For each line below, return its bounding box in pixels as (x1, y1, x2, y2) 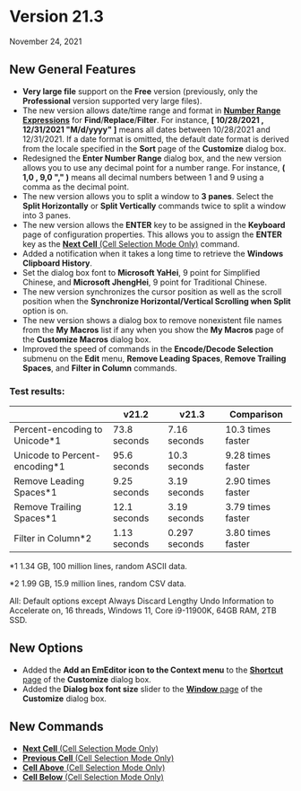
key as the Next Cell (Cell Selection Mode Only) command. (21, 238, 240, 249)
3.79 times (225, 501, 271, 514)
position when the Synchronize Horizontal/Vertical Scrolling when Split (21, 295, 291, 306)
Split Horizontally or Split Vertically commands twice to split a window (21, 200, 287, 211)
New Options (9, 640, 83, 656)
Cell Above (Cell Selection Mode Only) (21, 761, 166, 773)
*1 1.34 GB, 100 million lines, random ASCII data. (9, 561, 188, 572)
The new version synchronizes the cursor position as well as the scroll (21, 286, 282, 297)
